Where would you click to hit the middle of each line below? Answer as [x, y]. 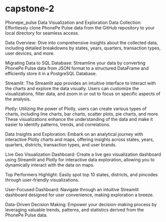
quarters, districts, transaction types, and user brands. [61, 144]
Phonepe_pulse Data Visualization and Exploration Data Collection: [73, 22]
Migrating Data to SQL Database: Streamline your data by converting [75, 63]
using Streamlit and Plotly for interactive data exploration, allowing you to [80, 159]
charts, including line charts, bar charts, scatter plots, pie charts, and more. [82, 114]
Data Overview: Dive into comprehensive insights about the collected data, [82, 42]
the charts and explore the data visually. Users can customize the [72, 88]
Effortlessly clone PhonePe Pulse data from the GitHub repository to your [80, 27]
